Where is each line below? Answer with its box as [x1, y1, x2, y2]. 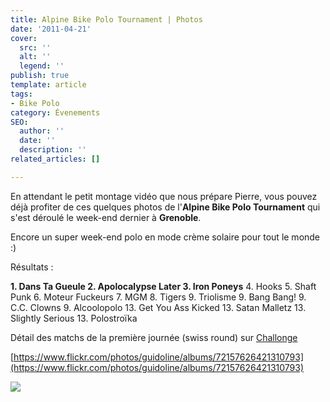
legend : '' [19, 61, 65, 71]
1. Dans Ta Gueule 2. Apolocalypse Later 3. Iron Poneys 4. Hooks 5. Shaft [10, 280, 317, 292]
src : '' [19, 42, 52, 53]
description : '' [19, 145, 87, 155]
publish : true [10, 71, 70, 81]
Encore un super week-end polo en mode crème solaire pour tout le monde [10, 231, 321, 243]
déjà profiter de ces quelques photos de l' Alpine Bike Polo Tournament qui [10, 201, 321, 213]
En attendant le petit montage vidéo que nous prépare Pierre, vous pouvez [10, 190, 318, 202]
